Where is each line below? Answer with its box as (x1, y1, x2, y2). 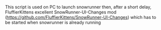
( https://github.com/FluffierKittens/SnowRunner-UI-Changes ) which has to (5, 15, 156, 20)
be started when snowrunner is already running (5, 19, 101, 25)
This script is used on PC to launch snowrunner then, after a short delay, (5, 4, 152, 10)
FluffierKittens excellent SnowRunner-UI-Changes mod (5, 9, 117, 15)
